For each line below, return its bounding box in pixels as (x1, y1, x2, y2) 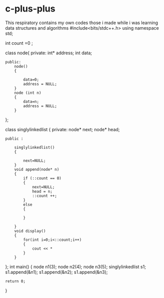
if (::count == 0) (23, 175, 62, 181)
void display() (14, 228, 46, 234)
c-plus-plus (5, 3, 56, 15)
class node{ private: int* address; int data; (5, 50, 92, 56)
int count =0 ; (5, 40, 33, 46)
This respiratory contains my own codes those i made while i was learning (5, 20, 158, 26)
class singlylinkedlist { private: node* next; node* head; (5, 126, 120, 132)
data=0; (23, 77, 39, 82)
